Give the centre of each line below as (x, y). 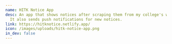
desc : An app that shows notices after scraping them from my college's (84, 15)
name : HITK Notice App (29, 10)
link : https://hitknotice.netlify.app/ (48, 24)
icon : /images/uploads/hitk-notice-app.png (52, 29)
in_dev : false (20, 33)
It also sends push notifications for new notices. (66, 19)
